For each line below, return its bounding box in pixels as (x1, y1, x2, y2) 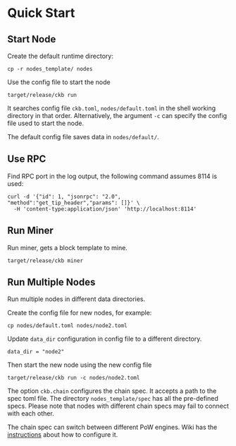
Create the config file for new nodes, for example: (7, 309, 152, 317)
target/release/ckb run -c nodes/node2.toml (7, 375, 140, 382)
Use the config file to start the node (7, 78, 111, 86)
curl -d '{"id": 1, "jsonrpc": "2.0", (7, 193, 121, 200)
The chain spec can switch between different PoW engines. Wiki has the (7, 423, 218, 432)
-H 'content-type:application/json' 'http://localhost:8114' (13, 205, 197, 213)
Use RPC (7, 153, 46, 165)
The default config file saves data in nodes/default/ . (7, 133, 160, 141)
